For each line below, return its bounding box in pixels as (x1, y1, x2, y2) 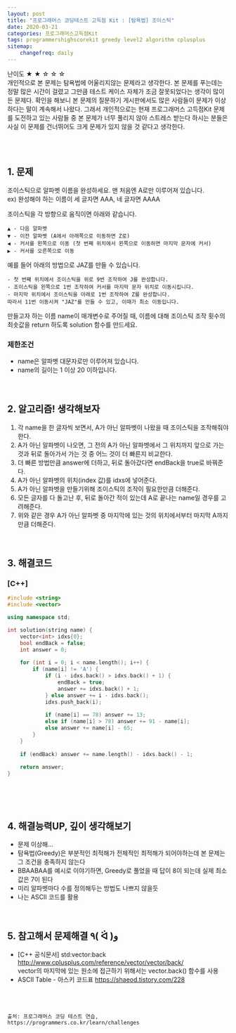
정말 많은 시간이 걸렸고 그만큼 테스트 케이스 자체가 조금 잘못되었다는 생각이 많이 (7, 87, 225, 96)
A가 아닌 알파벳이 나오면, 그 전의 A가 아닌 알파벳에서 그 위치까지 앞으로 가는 (17, 441, 225, 449)
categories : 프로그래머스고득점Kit (7, 30, 98, 37)
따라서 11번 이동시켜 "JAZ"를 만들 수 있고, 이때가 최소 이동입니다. (7, 298, 180, 306)
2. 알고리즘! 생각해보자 (7, 403, 100, 415)
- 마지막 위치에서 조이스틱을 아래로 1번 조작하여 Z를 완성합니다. (7, 291, 171, 298)
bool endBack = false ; (20, 639, 86, 647)
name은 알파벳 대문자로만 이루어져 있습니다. (17, 356, 139, 365)
